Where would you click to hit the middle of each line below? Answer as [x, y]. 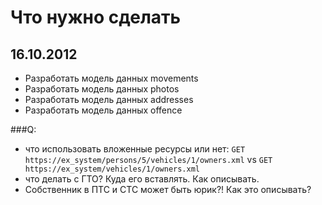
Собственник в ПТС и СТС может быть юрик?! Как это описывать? [168, 189]
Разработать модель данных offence [103, 110]
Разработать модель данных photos [102, 89]
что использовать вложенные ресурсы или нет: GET [135, 149]
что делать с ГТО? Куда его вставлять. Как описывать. [142, 179]
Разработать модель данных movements [111, 78]
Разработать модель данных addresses [109, 99]
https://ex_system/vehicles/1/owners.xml [112, 169]
